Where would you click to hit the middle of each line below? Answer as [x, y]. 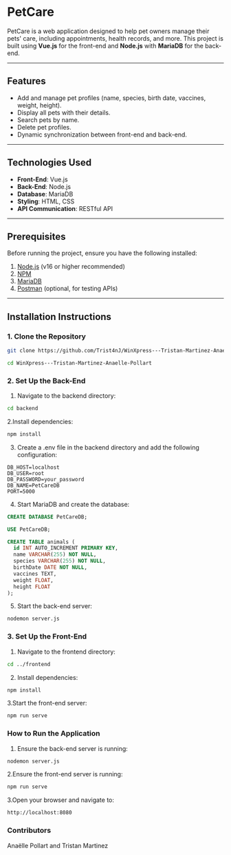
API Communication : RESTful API [65, 208]
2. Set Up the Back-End [46, 381]
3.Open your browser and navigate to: [61, 800]
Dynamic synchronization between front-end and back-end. [102, 134]
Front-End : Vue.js [42, 179]
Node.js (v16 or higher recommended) [71, 267]
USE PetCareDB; [29, 529]
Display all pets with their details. [64, 112]
